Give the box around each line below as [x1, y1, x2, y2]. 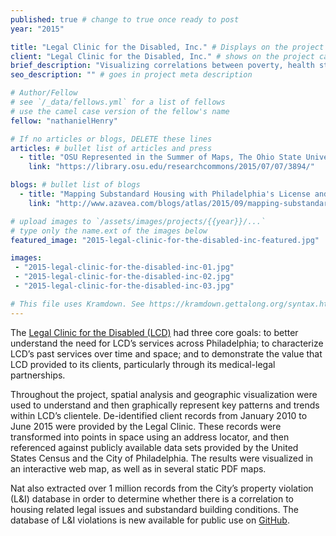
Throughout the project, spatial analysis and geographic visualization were [10, 388, 318, 400]
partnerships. [10, 369, 66, 381]
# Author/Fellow [10, 88, 78, 98]
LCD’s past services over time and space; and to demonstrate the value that [10, 347, 323, 360]
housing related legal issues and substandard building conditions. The [10, 503, 299, 515]
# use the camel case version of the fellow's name [10, 106, 230, 116]
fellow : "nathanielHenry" [10, 116, 118, 126]
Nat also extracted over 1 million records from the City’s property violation [10, 482, 314, 494]
